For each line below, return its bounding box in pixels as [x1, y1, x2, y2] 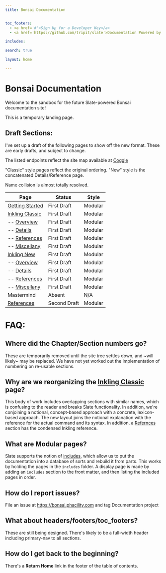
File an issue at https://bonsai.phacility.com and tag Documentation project [5, 502, 159, 508]
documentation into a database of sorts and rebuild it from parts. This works [5, 458, 162, 465]
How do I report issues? [5, 489, 80, 497]
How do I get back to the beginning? [5, 550, 119, 558]
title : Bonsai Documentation [5, 7, 66, 12]
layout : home [5, 57, 32, 62]
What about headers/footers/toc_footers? [5, 517, 138, 525]
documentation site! [5, 104, 46, 110]
